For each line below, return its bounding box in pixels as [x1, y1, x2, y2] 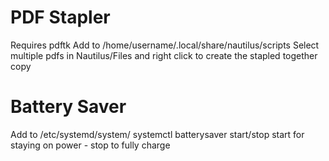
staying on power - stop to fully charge [10, 139, 171, 151]
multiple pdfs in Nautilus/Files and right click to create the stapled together [10, 49, 318, 61]
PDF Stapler [10, 6, 111, 29]
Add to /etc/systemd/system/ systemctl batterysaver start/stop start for [10, 128, 305, 140]
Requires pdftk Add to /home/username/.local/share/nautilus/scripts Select [10, 39, 320, 51]
